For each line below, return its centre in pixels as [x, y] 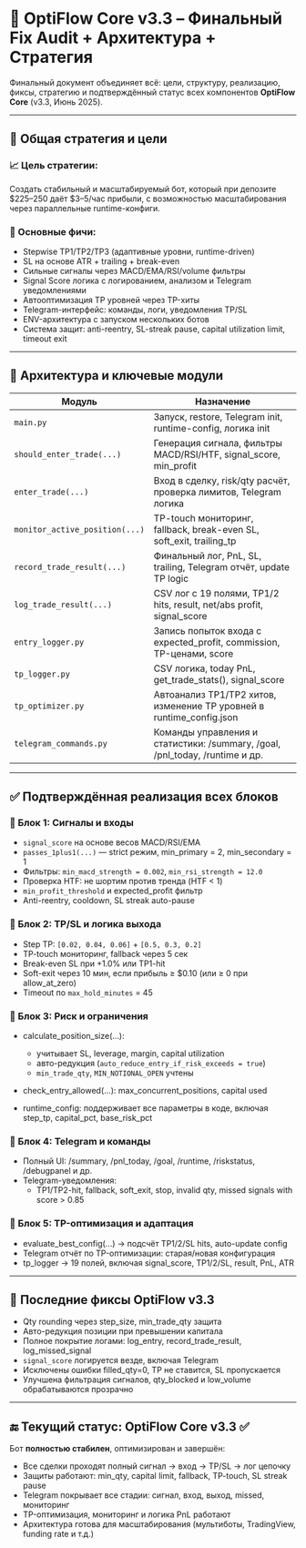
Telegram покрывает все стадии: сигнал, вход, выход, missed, [143, 1495]
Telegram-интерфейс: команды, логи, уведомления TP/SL [135, 310]
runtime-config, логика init [212, 428]
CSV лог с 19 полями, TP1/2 [216, 593]
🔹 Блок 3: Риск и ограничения [79, 1016]
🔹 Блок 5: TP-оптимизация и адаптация [102, 1224]
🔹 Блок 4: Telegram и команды [80, 1141]
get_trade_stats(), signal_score [219, 679]
